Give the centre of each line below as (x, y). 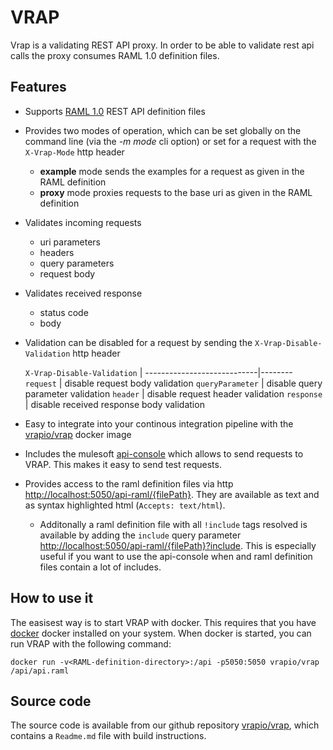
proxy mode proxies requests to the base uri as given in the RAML (176, 192)
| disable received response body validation (114, 404)
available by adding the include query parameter (140, 535)
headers (57, 252)
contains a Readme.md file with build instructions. (108, 736)
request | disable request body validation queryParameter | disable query (173, 383)
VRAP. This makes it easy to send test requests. (123, 464)
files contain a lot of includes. (100, 567)
